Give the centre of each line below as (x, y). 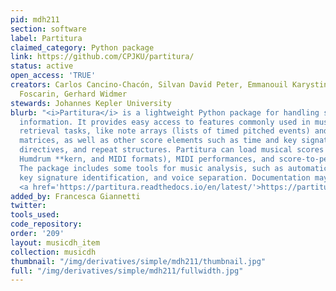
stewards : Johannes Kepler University (91, 103)
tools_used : (35, 215)
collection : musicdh (53, 252)
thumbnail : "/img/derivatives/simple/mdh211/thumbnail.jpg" (138, 261)
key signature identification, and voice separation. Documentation (165, 177)
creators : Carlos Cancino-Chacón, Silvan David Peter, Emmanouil (149, 85)
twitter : (28, 206)
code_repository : (46, 224)
